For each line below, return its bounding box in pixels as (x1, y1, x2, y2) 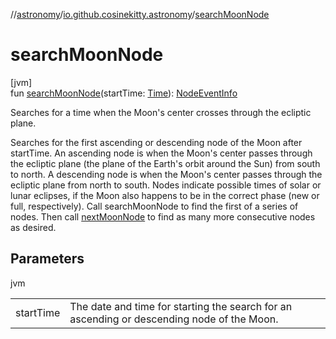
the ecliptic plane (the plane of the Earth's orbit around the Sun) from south (10, 157, 321, 169)
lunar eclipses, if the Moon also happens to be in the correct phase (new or (10, 189, 320, 201)
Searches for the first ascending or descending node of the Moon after (10, 136, 303, 148)
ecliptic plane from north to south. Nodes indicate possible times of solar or (10, 179, 322, 191)
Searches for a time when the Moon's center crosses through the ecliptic (10, 106, 312, 118)
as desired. (10, 221, 57, 233)
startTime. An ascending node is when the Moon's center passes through (10, 147, 313, 159)
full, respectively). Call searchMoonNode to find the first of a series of (10, 200, 299, 212)
